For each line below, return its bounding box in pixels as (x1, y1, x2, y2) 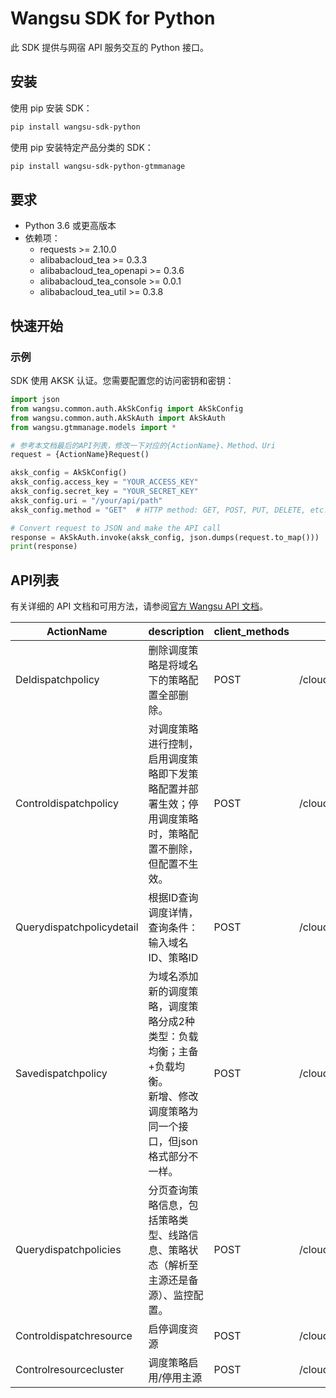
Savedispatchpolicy (15, 1067, 108, 1081)
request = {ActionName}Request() (10, 450, 150, 460)
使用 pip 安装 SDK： (10, 102, 93, 114)
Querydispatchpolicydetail (15, 920, 139, 934)
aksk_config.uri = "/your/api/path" (10, 495, 163, 506)
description (148, 625, 205, 639)
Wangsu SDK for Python (10, 7, 216, 30)
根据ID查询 (148, 891, 199, 905)
